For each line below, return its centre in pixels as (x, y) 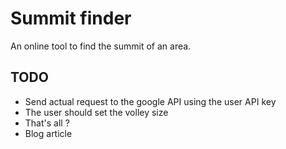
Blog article (48, 133)
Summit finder (71, 18)
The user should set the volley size (96, 112)
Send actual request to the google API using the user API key (150, 101)
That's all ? (47, 123)
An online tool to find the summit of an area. (101, 46)
